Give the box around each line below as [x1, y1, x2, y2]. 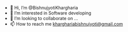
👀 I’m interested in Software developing [10, 10, 91, 16]
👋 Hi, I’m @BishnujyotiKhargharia [10, 5, 78, 10]
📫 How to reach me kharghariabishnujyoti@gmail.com [10, 21, 123, 27]
